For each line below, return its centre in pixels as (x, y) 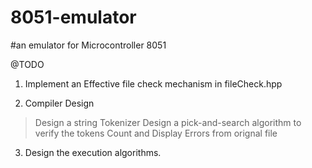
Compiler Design (59, 103)
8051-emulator (73, 17)
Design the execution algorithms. (93, 152)
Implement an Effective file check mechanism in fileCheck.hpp (153, 83)
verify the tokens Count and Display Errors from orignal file (156, 133)
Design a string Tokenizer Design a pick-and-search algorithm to (168, 122)
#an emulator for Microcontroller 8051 (88, 45)
